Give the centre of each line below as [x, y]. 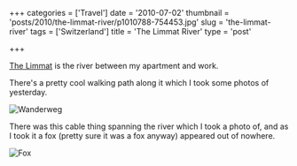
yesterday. [28, 92]
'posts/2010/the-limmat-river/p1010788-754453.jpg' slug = [117, 22]
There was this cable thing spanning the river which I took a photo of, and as [149, 126]
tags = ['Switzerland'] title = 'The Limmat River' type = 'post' [141, 31]
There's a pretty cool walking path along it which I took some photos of [139, 83]
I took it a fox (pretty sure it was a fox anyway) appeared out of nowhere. [142, 136]
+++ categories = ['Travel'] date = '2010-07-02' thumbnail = [119, 13]
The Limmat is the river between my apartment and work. [114, 66]
